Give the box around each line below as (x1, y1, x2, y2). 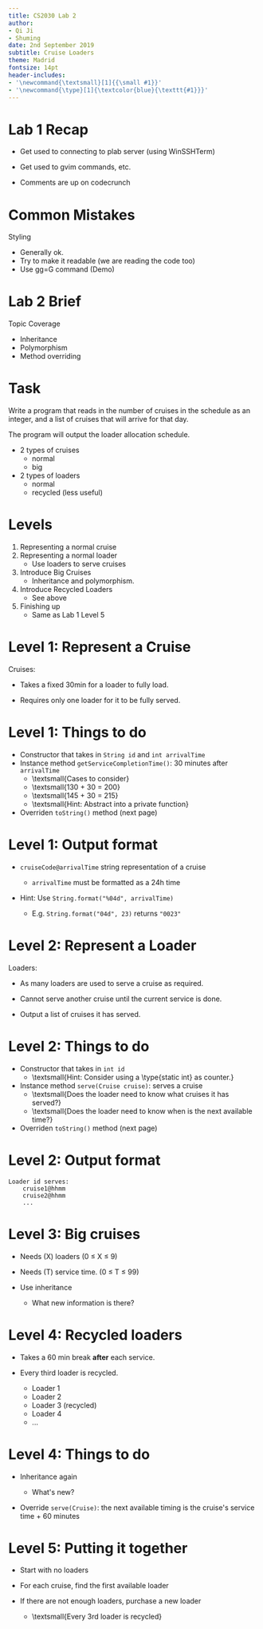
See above (31, 593, 68, 603)
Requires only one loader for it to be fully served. (19, 696, 181, 705)
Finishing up (19, 602, 61, 611)
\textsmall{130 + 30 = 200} (31, 782, 121, 792)
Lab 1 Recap (8, 121, 89, 138)
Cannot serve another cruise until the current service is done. (19, 994, 222, 1003)
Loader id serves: (8, 1178, 69, 1186)
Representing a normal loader (19, 550, 118, 560)
